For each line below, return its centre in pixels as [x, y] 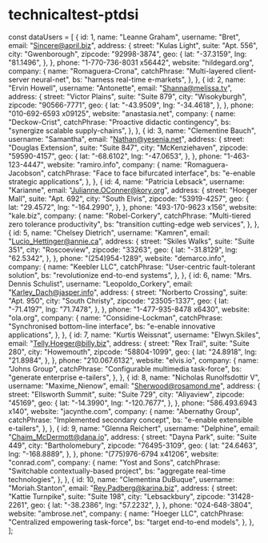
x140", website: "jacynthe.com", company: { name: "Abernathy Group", [124, 411]
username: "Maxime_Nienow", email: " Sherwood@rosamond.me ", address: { [134, 385]
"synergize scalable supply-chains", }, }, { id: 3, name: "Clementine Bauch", [132, 131]
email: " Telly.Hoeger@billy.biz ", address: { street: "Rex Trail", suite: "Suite [129, 343]
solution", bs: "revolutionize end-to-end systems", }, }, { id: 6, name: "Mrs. [130, 275]
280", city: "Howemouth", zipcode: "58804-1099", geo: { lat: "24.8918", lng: [133, 352]
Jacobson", [27, 173]
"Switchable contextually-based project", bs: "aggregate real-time [117, 471]
